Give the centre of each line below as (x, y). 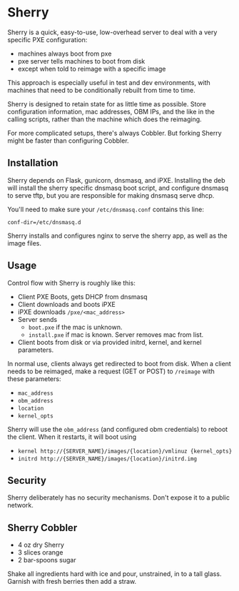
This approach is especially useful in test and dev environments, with (109, 82)
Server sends (37, 319)
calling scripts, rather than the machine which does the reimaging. (105, 119)
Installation (33, 163)
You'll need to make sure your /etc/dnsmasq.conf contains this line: (106, 209)
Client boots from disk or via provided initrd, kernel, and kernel (110, 342)
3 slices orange (40, 552)
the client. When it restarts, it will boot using (72, 437)
